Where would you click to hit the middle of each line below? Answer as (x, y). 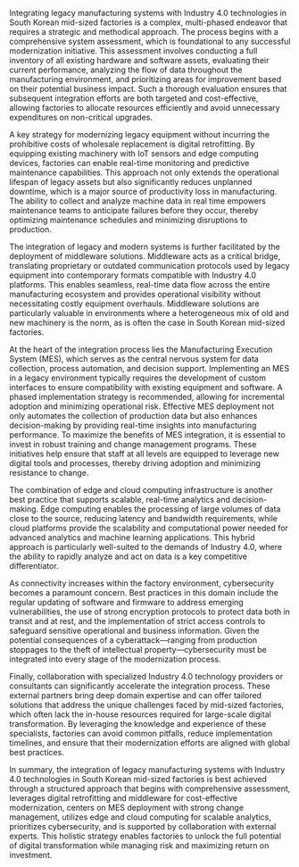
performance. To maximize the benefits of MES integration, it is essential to (147, 435)
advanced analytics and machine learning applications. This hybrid (132, 538)
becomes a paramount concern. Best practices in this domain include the (144, 592)
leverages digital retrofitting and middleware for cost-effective (124, 798)
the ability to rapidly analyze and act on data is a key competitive (129, 556)
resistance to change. (49, 473)
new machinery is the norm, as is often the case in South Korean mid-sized (147, 322)
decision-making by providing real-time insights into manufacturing (133, 425)
